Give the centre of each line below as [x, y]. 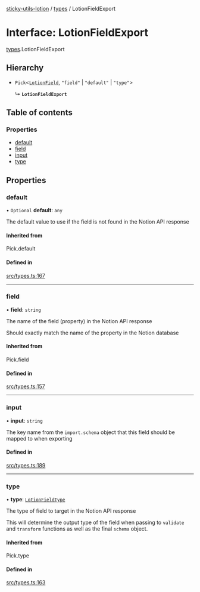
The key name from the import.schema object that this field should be [91, 432]
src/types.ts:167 [26, 275]
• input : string [24, 420]
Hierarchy [25, 68]
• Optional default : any [34, 210]
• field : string [24, 309]
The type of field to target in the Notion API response [71, 511]
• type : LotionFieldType [36, 500]
